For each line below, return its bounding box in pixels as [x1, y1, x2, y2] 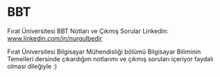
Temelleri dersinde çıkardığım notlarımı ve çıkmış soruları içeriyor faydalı [7, 54, 214, 63]
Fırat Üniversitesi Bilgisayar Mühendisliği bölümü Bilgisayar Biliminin [7, 47, 201, 56]
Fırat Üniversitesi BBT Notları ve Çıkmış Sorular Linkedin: [7, 27, 169, 35]
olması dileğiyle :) [7, 62, 58, 70]
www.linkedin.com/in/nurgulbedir [7, 34, 103, 42]
